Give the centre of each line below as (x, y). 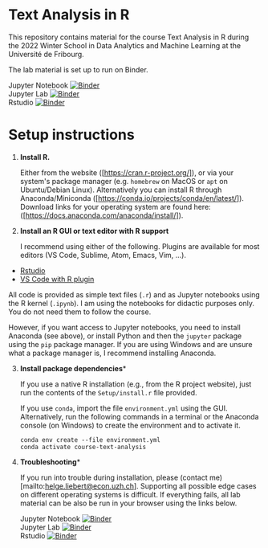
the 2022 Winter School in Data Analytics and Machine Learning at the (125, 45)
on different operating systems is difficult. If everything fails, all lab (130, 494)
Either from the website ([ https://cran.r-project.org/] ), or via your (127, 172)
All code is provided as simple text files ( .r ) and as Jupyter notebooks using (134, 294)
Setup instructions (71, 135)
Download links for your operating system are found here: (115, 207)
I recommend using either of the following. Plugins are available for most (140, 246)
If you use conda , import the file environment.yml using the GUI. (124, 408)
